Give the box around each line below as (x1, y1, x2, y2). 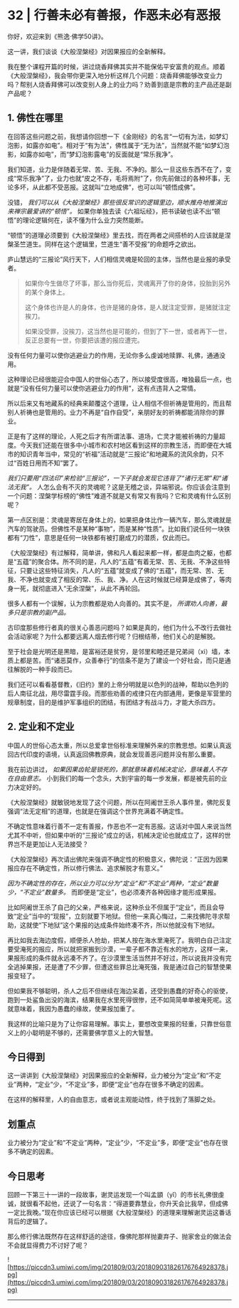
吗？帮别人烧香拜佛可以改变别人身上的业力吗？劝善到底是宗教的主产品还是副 (7, 80, 232, 88)
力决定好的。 (7, 783, 45, 791)
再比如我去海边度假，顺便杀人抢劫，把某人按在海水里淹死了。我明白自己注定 (7, 936, 232, 944)
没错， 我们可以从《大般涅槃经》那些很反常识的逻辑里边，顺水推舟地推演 (7, 198, 221, 206)
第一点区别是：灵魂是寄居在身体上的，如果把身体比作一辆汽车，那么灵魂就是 (7, 515, 232, 524)
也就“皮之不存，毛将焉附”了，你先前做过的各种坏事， (68, 174, 224, 182)
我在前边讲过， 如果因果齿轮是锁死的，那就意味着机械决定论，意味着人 (7, 765, 215, 774)
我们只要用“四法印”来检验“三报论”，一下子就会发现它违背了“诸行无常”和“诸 (7, 473, 228, 482)
